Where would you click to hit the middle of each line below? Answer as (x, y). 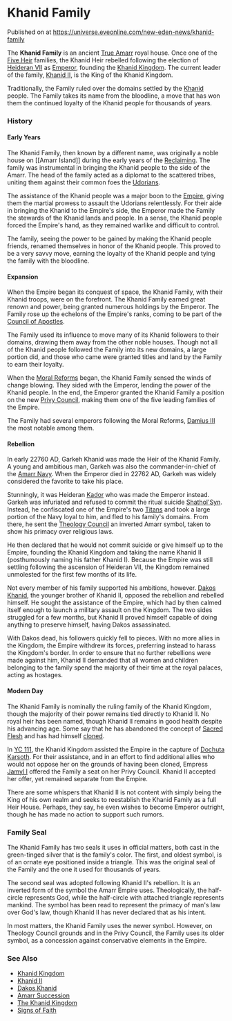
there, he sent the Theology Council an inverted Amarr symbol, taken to (109, 524)
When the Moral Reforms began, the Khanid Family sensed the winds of (109, 378)
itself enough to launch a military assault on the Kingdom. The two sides (110, 610)
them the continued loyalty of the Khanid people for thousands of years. (110, 103)
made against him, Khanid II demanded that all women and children (103, 661)
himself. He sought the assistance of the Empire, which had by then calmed (115, 603)
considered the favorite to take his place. (65, 481)
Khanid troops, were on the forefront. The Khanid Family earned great (106, 299)
